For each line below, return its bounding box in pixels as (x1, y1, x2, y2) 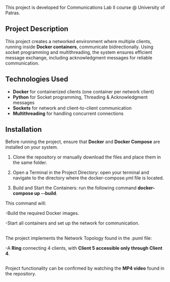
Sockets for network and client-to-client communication (12, 105, 132, 111)
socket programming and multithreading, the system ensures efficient (5, 49, 153, 55)
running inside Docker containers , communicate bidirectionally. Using (5, 44, 154, 50)
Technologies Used (5, 75, 68, 84)
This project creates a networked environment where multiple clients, (5, 38, 152, 44)
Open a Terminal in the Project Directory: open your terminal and (12, 169, 150, 176)
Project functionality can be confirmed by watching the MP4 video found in (5, 265, 165, 271)
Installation (5, 125, 42, 134)
